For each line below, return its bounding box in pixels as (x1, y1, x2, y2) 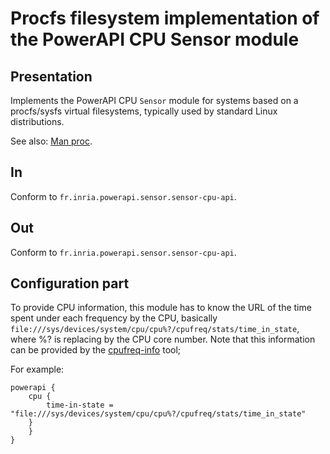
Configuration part (10, 275, 130, 292)
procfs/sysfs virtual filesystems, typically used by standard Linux (10, 105, 278, 117)
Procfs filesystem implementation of (10, 7, 320, 30)
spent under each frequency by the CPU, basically (10, 312, 218, 324)
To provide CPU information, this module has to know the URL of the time (10, 302, 312, 314)
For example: (10, 363, 65, 376)
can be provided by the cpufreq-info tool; (10, 344, 182, 356)
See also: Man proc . (10, 135, 93, 147)
